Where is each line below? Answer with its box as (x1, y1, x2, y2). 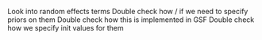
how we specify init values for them (7, 24, 124, 32)
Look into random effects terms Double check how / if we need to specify (7, 7, 249, 16)
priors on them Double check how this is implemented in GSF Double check (7, 15, 255, 24)
